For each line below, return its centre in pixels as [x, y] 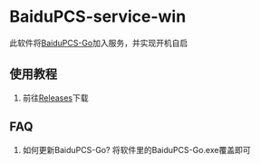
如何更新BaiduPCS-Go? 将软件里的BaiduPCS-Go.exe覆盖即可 [136, 150]
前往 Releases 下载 [55, 98]
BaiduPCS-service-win [98, 17]
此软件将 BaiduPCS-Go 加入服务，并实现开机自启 [99, 43]
